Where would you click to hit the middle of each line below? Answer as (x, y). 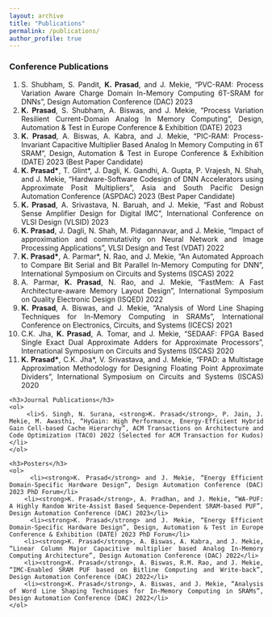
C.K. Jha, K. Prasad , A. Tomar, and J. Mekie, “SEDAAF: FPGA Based (142, 333)
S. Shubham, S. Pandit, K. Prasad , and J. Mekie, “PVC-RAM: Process (142, 84)
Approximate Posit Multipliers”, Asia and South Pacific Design (142, 188)
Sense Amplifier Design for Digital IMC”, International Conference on (142, 213)
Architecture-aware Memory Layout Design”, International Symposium (142, 290)
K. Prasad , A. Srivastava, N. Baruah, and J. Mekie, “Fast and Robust (142, 205)
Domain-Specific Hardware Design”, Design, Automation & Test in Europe (136, 527)
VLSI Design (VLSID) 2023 (65, 222)
